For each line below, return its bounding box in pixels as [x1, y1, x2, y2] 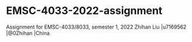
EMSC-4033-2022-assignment [6, 4, 163, 17]
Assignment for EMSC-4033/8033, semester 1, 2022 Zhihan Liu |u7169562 [6, 23, 187, 30]
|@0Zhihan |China [6, 29, 50, 36]
